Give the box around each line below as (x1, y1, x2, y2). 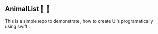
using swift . (5, 23, 30, 29)
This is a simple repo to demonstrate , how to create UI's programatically (5, 18, 153, 24)
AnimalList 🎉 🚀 (5, 5, 51, 13)
